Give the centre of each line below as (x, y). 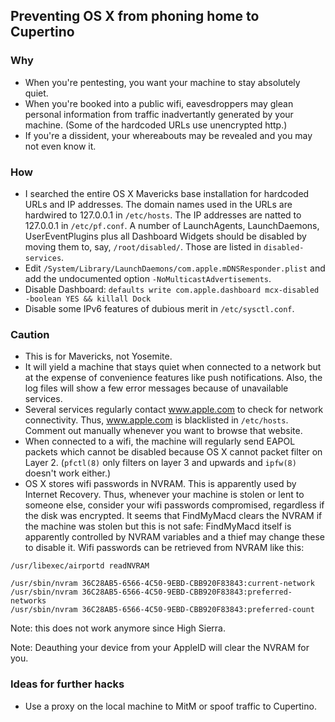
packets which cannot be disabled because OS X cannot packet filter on (173, 452)
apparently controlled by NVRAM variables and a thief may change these (174, 537)
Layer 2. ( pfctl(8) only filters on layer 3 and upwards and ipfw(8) (160, 463)
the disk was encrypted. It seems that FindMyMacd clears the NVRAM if (173, 516)
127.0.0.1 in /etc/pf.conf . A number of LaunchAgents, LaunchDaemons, (172, 225)
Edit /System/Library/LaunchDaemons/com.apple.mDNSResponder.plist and (175, 268)
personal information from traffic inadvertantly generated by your (159, 114)
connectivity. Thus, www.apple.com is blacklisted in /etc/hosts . (156, 420)
